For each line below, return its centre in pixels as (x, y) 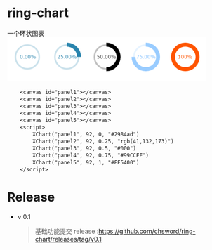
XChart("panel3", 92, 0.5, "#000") (85, 148)
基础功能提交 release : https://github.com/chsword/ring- (115, 231)
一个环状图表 (26, 33)
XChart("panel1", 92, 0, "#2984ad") (86, 134)
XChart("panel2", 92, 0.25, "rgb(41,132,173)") (103, 141)
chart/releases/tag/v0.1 (68, 239)
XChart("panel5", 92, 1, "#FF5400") (86, 162)
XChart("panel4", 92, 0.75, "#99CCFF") (91, 155)
